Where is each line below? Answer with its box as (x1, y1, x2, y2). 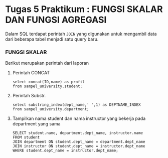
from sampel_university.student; (12, 84, 83, 89)
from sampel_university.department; (12, 107, 89, 112)
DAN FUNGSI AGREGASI (5, 14, 107, 26)
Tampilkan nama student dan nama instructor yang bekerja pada (12, 115, 146, 121)
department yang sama (12, 121, 61, 127)
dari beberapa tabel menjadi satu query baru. (5, 36, 99, 42)
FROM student (12, 135, 40, 140)
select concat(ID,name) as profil (12, 79, 85, 85)
